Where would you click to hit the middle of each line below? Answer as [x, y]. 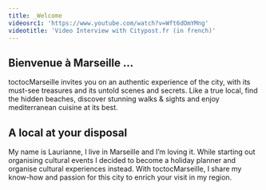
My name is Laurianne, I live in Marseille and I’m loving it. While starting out [132, 152]
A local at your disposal [68, 133]
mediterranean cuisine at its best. [63, 108]
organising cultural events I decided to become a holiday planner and [122, 160]
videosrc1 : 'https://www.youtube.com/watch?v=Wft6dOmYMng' [109, 23]
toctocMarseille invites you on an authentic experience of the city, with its [129, 82]
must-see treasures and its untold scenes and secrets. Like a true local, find [133, 91]
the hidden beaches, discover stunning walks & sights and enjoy [114, 99]
